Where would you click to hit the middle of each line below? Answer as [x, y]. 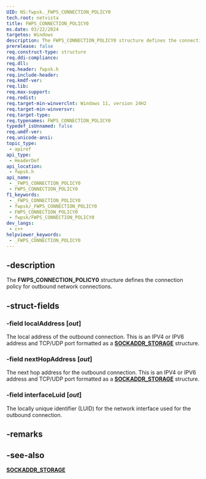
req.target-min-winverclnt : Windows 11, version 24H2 [77, 103]
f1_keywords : [23, 195]
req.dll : [17, 63]
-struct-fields [33, 306]
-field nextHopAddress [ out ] [49, 359]
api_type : [19, 155]
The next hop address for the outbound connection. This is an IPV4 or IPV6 [101, 373]
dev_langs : [20, 224]
